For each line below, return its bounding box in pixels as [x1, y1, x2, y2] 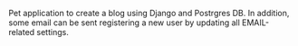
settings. [36, 27, 69, 37]
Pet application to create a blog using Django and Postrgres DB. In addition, [8, 8, 290, 18]
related [8, 27, 35, 37]
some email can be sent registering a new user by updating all [8, 17, 241, 28]
